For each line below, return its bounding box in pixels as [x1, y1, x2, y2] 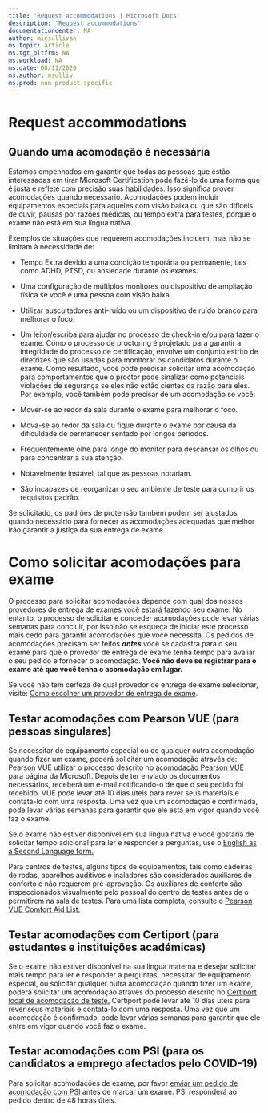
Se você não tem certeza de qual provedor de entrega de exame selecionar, [8, 680, 258, 690]
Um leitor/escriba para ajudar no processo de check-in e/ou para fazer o [19, 330, 260, 339]
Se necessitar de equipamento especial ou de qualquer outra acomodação [8, 746, 254, 755]
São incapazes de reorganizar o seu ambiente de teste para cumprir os [19, 484, 254, 493]
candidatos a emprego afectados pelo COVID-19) [8, 1057, 258, 1071]
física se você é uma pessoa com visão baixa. [19, 289, 172, 299]
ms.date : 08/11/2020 [8, 64, 78, 72]
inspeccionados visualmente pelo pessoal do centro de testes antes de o [8, 888, 250, 897]
